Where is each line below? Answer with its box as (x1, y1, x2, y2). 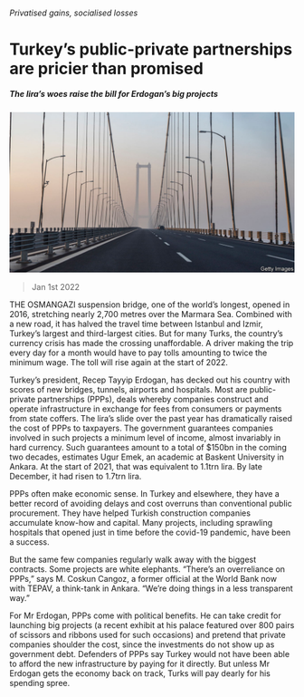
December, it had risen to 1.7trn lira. (9, 471, 142, 482)
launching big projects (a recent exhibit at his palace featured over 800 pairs (9, 620, 295, 631)
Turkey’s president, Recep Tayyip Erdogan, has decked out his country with (9, 374, 290, 385)
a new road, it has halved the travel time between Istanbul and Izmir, (9, 318, 264, 330)
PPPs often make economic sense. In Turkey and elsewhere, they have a (9, 489, 280, 499)
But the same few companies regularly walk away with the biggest (9, 554, 257, 566)
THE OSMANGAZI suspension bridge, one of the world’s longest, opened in (9, 299, 290, 310)
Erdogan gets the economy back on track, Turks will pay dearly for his (9, 668, 271, 679)
